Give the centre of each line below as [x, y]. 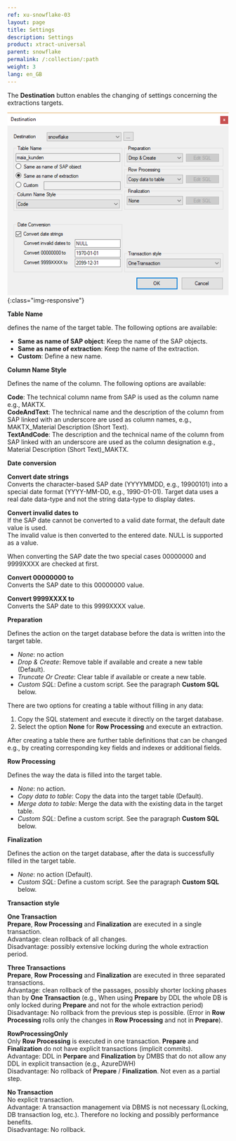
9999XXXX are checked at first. [53, 564]
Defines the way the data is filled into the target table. [85, 775]
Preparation [25, 619]
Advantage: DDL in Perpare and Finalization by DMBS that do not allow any [117, 1056]
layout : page [26, 22]
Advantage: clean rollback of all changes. [67, 939]
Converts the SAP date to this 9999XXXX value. [76, 606]
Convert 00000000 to [40, 577]
